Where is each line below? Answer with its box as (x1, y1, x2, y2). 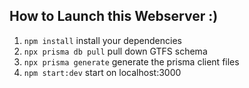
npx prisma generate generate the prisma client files (23, 55, 240, 68)
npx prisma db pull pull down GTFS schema (23, 45, 208, 57)
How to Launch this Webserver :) (9, 8, 219, 25)
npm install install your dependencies (23, 34, 182, 46)
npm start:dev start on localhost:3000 (23, 66, 182, 78)
